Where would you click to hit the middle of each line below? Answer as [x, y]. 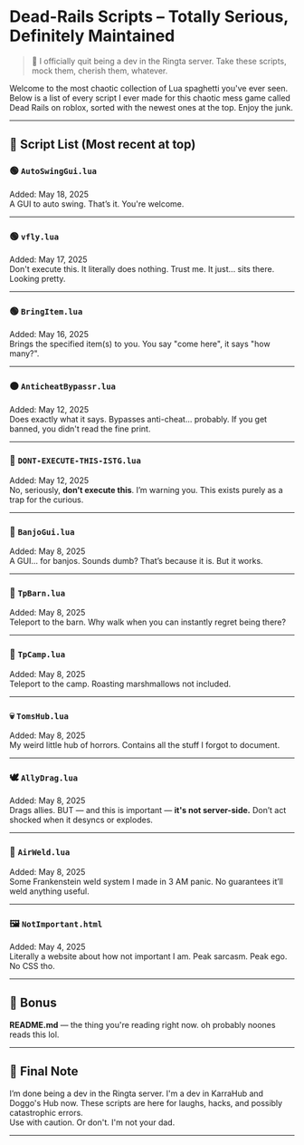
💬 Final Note [44, 1072]
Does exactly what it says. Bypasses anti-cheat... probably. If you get [138, 419]
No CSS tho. [33, 965]
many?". [24, 354]
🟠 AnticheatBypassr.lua [62, 386]
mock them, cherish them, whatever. [100, 71]
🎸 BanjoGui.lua [42, 531]
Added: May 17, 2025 [48, 259]
